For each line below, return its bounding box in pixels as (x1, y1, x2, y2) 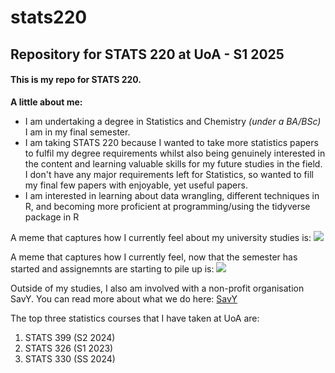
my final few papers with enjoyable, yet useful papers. (24, 179, 248, 191)
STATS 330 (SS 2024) (24, 352, 116, 365)
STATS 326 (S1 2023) (24, 342, 114, 354)
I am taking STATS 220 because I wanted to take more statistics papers (24, 136, 319, 148)
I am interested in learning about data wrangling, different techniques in (24, 189, 320, 201)
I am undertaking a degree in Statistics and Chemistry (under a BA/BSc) (24, 115, 322, 127)
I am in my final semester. (24, 126, 131, 138)
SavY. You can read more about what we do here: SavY (10, 292, 238, 305)
